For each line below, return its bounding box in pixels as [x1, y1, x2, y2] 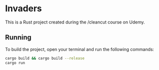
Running [5, 33, 32, 42]
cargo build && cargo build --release [5, 56, 85, 61]
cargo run [5, 60, 26, 65]
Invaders [5, 3, 42, 14]
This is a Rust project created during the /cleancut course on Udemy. [5, 19, 145, 25]
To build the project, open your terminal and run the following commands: [5, 46, 154, 52]
